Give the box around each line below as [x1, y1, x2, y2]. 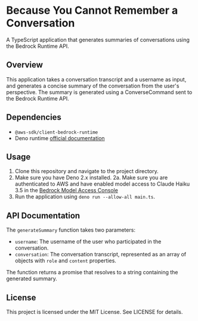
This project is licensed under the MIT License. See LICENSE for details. [6, 308, 183, 315]
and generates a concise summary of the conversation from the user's [6, 82, 180, 89]
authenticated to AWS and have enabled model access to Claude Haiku [14, 180, 190, 187]
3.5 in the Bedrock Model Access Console [14, 187, 118, 194]
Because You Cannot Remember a [6, 4, 178, 17]
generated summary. [6, 275, 58, 282]
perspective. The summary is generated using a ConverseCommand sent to [6, 88, 193, 96]
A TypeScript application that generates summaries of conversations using [6, 36, 190, 43]
